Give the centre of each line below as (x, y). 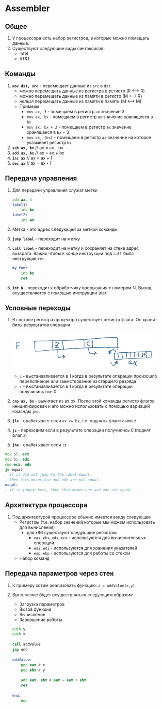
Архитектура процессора (46, 505)
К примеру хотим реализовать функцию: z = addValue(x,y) (73, 585)
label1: (20, 205)
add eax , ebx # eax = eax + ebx (54, 680)
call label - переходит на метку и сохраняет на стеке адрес (75, 248)
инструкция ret (28, 259)
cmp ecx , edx (18, 465)
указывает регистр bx (49, 142)
